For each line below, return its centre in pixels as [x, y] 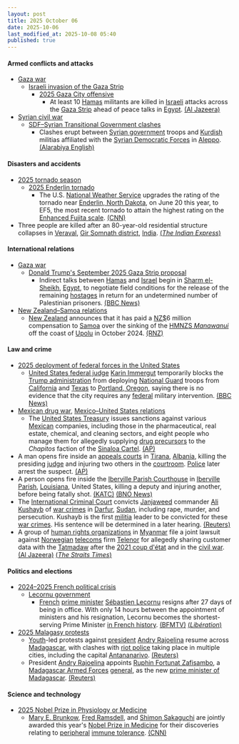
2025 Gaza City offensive [76, 94]
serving [50, 625]
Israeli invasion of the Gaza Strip [76, 87]
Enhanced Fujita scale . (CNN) [82, 218]
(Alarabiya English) [67, 148]
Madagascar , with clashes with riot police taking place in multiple [124, 648]
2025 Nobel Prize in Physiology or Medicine [82, 710]
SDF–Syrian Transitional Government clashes [95, 125]
